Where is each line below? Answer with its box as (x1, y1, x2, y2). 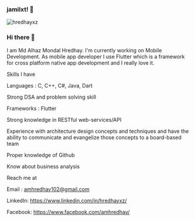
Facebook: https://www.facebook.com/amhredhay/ (6, 208, 130, 215)
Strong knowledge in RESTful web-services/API (6, 116, 122, 123)
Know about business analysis (6, 163, 80, 170)
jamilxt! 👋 (6, 5, 34, 14)
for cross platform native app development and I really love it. (6, 59, 155, 66)
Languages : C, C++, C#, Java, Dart (6, 82, 93, 89)
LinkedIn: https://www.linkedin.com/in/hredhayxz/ (6, 197, 128, 204)
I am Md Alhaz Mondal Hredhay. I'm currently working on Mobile (6, 46, 162, 53)
